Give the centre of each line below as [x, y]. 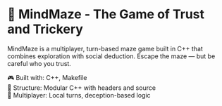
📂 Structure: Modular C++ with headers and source [82, 88]
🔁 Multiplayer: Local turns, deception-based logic [79, 95]
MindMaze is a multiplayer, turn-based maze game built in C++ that [105, 48]
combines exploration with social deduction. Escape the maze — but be [111, 56]
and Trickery [45, 29]
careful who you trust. [39, 63]
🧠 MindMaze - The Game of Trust [106, 14]
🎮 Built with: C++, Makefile [47, 77]
